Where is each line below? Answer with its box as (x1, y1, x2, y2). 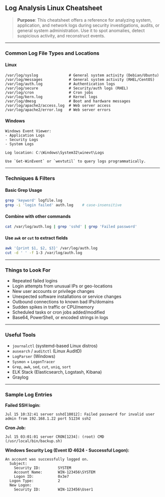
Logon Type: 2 (9, 478, 60, 483)
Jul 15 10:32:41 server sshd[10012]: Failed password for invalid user (5, 412, 155, 417)
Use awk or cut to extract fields (5, 235, 68, 241)
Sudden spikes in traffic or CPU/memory (12, 304, 94, 310)
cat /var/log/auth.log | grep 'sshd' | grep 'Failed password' (5, 224, 137, 229)
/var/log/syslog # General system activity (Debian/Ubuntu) (5, 72, 160, 78)
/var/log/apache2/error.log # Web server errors (5, 107, 111, 112)
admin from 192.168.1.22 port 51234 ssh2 (5, 416, 91, 421)
